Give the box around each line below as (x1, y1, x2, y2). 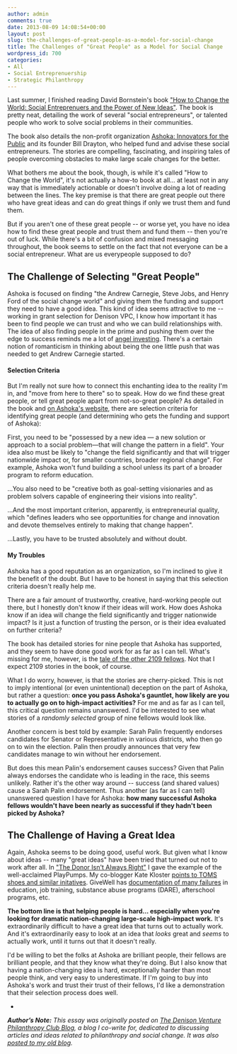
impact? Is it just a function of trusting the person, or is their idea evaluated (7, 618, 226, 626)
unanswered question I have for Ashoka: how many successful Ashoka (7, 794, 217, 802)
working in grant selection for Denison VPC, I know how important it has (7, 312, 217, 321)
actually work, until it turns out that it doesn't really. (7, 937, 157, 945)
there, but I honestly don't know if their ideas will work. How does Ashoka (7, 603, 222, 611)
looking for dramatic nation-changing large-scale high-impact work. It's (7, 914, 224, 923)
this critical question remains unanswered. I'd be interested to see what (7, 706, 216, 714)
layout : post (7, 30, 46, 38)
